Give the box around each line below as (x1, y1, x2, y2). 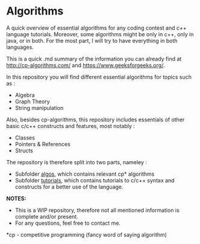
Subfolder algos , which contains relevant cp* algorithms (14, 170, 155, 178)
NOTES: (6, 194, 27, 202)
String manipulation (14, 104, 64, 111)
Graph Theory (14, 98, 50, 105)
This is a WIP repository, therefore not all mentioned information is (14, 207, 180, 214)
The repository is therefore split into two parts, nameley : (6, 158, 148, 165)
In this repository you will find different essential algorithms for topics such (6, 73, 192, 80)
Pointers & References (14, 140, 70, 147)
